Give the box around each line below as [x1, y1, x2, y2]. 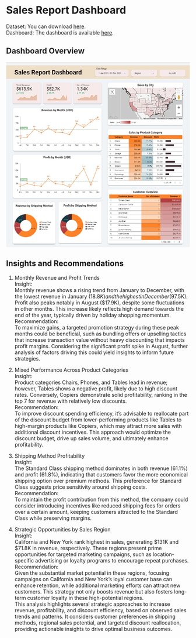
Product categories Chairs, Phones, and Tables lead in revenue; [14, 379, 168, 386]
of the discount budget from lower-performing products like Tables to [14, 416, 182, 423]
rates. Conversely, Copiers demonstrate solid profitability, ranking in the [14, 391, 188, 398]
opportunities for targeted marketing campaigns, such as [14, 551, 152, 558]
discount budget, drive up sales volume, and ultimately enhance [14, 434, 169, 442]
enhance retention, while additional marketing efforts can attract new [14, 582, 181, 589]
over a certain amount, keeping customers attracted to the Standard [14, 508, 178, 515]
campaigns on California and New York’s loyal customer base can [14, 575, 173, 582]
